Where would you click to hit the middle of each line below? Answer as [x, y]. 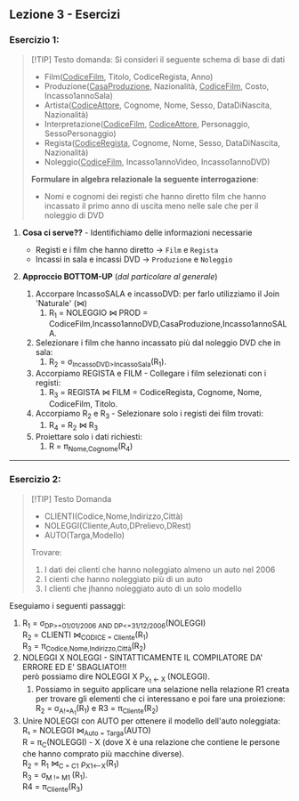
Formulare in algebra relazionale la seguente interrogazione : [145, 179]
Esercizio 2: [35, 480]
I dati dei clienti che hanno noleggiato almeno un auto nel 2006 [160, 570]
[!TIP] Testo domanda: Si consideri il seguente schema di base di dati [158, 59]
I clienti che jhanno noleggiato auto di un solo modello [143, 588]
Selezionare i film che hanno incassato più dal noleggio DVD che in [158, 343]
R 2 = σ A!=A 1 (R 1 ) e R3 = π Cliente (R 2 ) [97, 710]
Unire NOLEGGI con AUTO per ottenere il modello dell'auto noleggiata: [151, 721]
